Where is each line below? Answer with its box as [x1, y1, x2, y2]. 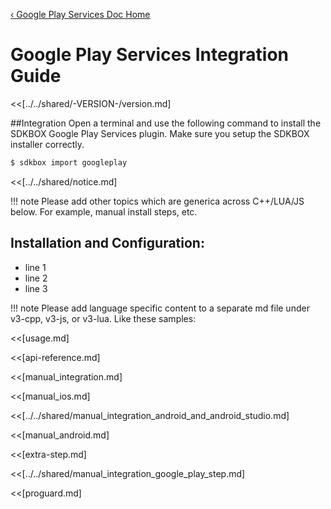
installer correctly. [10, 138, 85, 150]
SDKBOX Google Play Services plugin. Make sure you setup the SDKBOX [10, 127, 310, 139]
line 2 [24, 272, 48, 284]
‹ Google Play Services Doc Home [10, 9, 151, 20]
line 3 [24, 282, 48, 294]
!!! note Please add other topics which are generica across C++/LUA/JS [10, 195, 305, 207]
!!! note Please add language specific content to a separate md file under [10, 302, 310, 314]
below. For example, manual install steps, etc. [10, 205, 198, 218]
